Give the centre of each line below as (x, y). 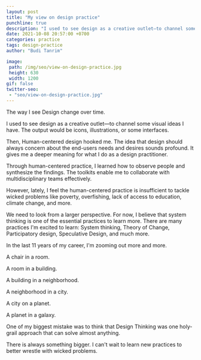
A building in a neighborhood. (43, 280)
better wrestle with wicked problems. (52, 350)
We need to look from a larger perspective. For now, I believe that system (96, 214)
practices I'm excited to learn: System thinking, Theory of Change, (88, 227)
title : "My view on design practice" (53, 17)
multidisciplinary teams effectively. (49, 179)
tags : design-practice (34, 46)
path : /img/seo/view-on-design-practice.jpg (65, 67)
